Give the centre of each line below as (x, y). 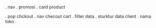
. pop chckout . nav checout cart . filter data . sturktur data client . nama (78, 16)
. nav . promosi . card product (35, 7)
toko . (11, 21)
